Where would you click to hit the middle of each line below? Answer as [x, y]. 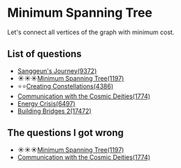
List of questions [44, 54]
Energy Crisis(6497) [46, 103]
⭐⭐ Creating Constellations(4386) [65, 86]
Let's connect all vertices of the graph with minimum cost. [91, 32]
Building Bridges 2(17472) [55, 111]
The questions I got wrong [66, 133]
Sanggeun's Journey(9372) [57, 70]
